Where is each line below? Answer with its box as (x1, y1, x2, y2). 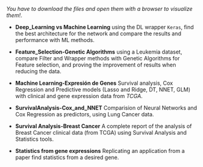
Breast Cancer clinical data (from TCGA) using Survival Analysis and (15, 129, 187, 136)
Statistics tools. (15, 135, 54, 143)
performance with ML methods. (15, 37, 94, 43)
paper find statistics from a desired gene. (15, 154, 119, 161)
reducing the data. (15, 68, 62, 75)
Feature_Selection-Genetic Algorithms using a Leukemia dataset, (15, 48, 183, 55)
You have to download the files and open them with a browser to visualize (6, 5, 193, 12)
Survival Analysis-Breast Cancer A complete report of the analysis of (15, 123, 192, 130)
